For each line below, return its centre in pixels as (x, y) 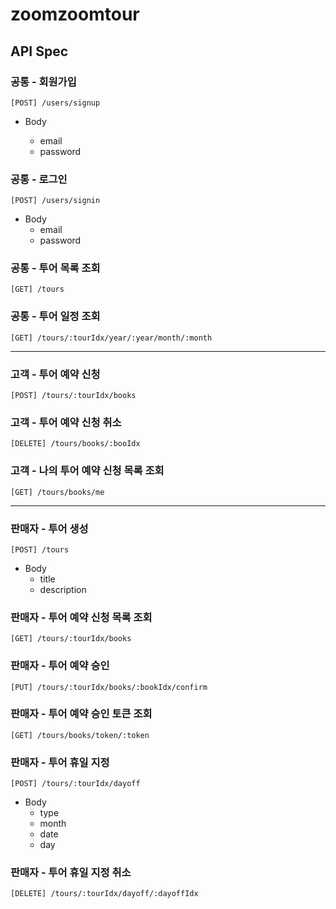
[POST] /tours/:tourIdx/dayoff (75, 784)
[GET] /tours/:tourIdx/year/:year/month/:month (111, 338)
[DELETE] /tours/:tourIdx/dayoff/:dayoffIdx (104, 894)
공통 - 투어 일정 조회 (55, 316)
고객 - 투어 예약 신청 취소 (66, 422)
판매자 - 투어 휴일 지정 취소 (71, 873)
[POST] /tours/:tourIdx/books (73, 396)
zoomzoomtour (75, 14)
